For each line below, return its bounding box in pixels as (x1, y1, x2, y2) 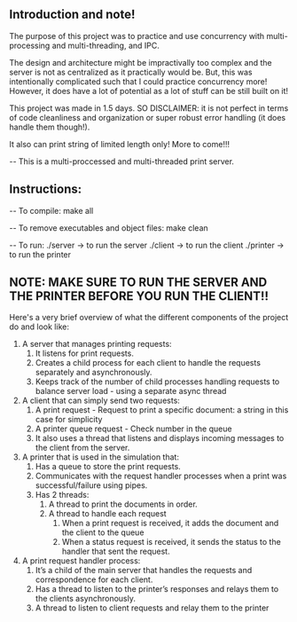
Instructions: (9, 182, 82, 197)
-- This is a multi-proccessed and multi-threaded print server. (9, 155, 235, 167)
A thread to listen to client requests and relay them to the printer (35, 602, 270, 613)
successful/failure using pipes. (35, 480, 148, 491)
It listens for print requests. (35, 348, 135, 358)
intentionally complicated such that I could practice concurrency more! (9, 75, 268, 87)
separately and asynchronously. (35, 367, 152, 378)
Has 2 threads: (35, 490, 90, 500)
